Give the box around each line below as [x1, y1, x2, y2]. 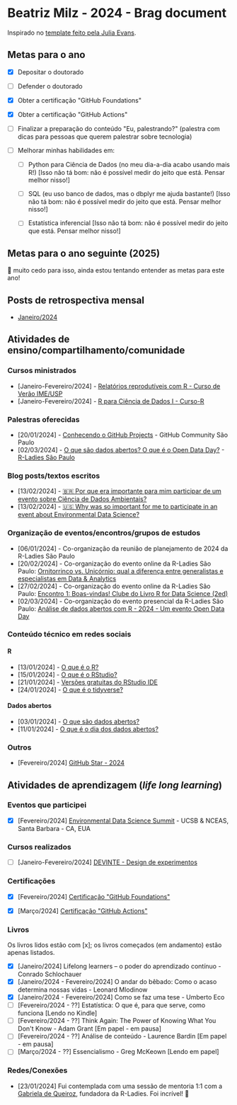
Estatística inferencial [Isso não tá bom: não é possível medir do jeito [28, 219, 229, 227]
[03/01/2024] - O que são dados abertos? [17, 717, 140, 726]
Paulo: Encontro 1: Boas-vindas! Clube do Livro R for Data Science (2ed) [17, 589, 229, 597]
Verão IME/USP [17, 389, 63, 398]
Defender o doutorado [17, 81, 83, 90]
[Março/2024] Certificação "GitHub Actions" [17, 906, 148, 915]
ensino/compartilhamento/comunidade [7, 345, 185, 357]
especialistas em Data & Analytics [17, 574, 117, 583]
